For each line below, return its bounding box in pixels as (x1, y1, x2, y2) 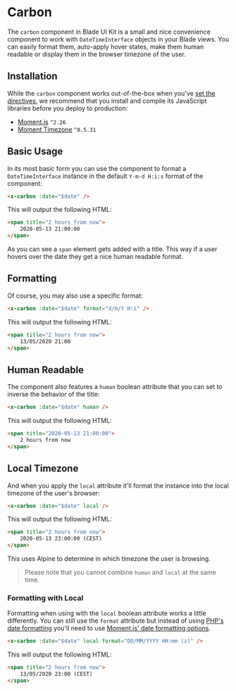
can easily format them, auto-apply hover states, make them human (7, 42, 204, 51)
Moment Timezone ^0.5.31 (17, 125, 97, 134)
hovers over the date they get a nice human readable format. (7, 253, 184, 261)
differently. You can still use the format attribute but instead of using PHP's (7, 616, 224, 625)
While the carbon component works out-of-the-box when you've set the (7, 89, 216, 97)
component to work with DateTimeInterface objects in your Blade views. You (7, 34, 230, 43)
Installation (7, 70, 58, 82)
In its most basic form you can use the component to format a (7, 164, 187, 172)
